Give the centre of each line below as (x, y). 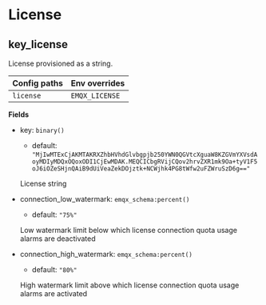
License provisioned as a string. (61, 63)
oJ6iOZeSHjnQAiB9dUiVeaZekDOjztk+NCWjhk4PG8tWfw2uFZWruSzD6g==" (141, 169)
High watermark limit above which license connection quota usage (129, 285)
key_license (38, 44)
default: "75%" (54, 215)
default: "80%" (54, 269)
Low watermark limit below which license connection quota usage (129, 230)
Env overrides (98, 83)
